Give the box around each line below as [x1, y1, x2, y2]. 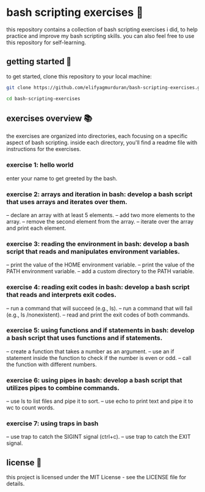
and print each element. [6, 224, 67, 232]
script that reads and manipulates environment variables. [6, 247, 180, 255]
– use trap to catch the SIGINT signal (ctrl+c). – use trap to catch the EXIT [6, 433, 191, 441]
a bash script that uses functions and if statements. [6, 334, 163, 342]
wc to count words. [6, 404, 55, 411]
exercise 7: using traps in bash [6, 419, 99, 428]
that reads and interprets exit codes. [6, 290, 117, 299]
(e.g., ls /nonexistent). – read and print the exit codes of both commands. [6, 311, 190, 318]
